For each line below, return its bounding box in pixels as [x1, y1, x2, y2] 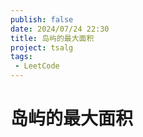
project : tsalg [10, 42, 74, 53]
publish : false [10, 14, 74, 25]
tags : [10, 52, 33, 62]
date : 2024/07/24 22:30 [10, 24, 110, 34]
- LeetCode [14, 61, 60, 71]
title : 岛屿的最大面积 [10, 33, 95, 43]
